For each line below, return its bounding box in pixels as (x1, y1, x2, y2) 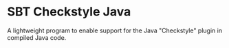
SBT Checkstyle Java (7, 4, 131, 20)
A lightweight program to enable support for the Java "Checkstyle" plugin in (7, 26, 222, 34)
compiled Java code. (7, 33, 67, 41)
